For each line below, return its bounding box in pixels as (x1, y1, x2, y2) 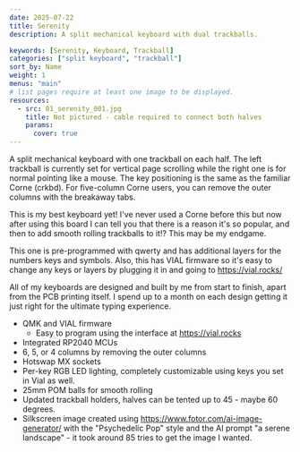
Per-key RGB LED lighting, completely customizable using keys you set (21, 366, 284, 376)
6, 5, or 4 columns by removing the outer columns (21, 346, 207, 357)
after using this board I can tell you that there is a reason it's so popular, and (9, 218, 290, 229)
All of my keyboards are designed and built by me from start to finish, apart (9, 282, 287, 292)
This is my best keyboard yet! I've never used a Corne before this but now (9, 209, 282, 219)
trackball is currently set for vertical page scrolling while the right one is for (9, 163, 287, 174)
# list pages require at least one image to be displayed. (9, 87, 235, 97)
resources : (9, 96, 50, 105)
